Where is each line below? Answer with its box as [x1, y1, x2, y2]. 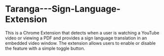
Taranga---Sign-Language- [5, 3, 121, 15]
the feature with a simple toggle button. [5, 45, 85, 51]
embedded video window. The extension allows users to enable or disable [5, 40, 156, 46]
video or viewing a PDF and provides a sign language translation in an [5, 35, 147, 41]
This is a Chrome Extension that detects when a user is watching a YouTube [5, 30, 160, 36]
